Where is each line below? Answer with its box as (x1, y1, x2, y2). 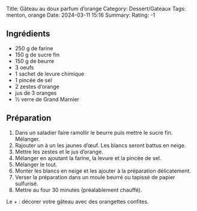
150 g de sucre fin (14, 51, 60, 58)
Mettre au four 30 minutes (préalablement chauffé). (14, 186, 142, 194)
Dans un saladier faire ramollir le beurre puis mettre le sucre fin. (14, 129, 173, 136)
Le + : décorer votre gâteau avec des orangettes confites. (6, 198, 149, 205)
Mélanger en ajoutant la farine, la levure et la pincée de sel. (14, 154, 162, 161)
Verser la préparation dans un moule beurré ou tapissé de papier (14, 173, 175, 180)
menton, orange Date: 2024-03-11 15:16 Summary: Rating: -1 (6, 11, 156, 19)
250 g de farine (14, 44, 53, 52)
